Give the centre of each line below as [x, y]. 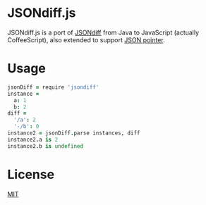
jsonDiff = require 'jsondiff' [53, 87]
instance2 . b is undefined [45, 146]
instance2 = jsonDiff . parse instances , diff [74, 133]
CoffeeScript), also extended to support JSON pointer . [86, 39]
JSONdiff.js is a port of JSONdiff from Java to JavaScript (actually [103, 32]
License [31, 174]
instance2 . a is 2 [33, 139]
